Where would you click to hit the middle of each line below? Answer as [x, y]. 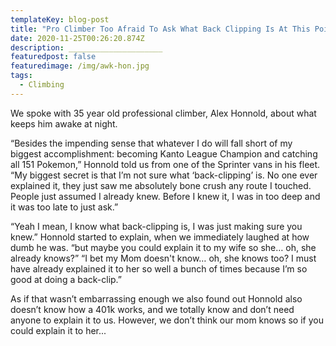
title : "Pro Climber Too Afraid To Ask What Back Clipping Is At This [160, 29]
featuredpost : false [53, 57]
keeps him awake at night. [64, 123]
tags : [21, 76]
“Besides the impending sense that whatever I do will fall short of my [151, 143]
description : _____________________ [86, 47]
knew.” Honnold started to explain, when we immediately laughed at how [160, 237]
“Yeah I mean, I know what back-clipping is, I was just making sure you [156, 226]
